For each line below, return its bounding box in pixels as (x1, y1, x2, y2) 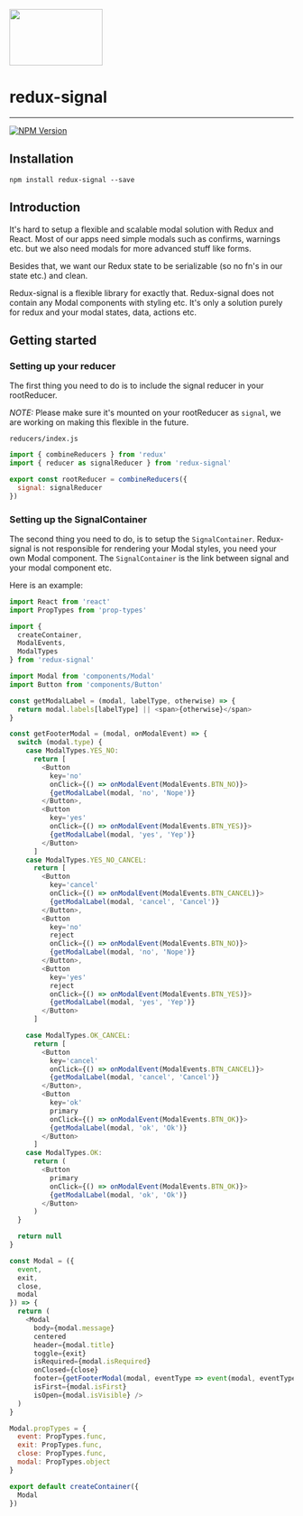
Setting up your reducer (9, 359, 116, 372)
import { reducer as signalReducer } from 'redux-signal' (9, 458, 232, 468)
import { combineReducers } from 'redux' (9, 450, 168, 459)
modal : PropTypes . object (17, 1457, 111, 1466)
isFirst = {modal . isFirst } (32, 1382, 127, 1391)
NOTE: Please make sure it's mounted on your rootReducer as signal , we (9, 407, 281, 419)
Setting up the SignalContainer (9, 513, 147, 525)
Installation (9, 152, 74, 167)
